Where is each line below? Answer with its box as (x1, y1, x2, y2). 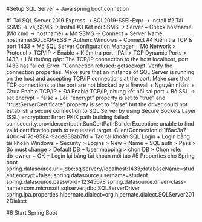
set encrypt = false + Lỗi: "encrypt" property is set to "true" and (6, 94, 166, 101)
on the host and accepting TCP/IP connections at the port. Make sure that (6, 75, 191, 82)
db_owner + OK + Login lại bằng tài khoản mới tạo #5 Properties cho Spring (6, 152, 195, 160)
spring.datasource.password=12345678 (6, 178, 106, 185)
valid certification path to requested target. (6, 127, 113, 133)
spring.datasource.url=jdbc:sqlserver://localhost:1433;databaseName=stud (6, 165, 195, 172)
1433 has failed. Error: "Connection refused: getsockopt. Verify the (6, 62, 173, 69)
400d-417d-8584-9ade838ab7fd (6, 133, 89, 140)
